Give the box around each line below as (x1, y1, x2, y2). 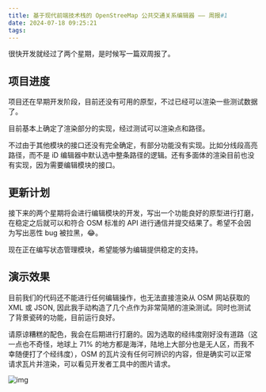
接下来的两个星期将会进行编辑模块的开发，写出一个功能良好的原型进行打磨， (8, 208, 258, 218)
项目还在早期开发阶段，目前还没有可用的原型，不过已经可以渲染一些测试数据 (8, 97, 258, 107)
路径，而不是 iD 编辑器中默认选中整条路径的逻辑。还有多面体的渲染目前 (8, 150, 241, 160)
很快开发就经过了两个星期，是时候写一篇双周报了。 (8, 49, 175, 59)
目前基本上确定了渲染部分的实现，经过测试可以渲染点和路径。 (8, 124, 210, 133)
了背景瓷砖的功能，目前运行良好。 (8, 312, 120, 322)
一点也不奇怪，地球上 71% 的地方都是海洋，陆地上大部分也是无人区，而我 (8, 339, 248, 348)
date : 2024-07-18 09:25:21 (8, 19, 97, 27)
